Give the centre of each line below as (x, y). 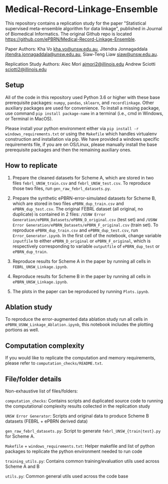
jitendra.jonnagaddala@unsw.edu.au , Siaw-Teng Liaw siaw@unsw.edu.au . (82, 54)
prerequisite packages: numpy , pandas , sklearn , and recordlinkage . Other (80, 103)
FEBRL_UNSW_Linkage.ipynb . (40, 266)
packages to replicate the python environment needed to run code (74, 451)
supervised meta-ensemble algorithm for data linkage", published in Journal (84, 28)
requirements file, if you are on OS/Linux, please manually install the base (81, 144)
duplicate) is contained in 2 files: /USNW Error (59, 214)
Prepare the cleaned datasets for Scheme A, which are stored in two (83, 177)
